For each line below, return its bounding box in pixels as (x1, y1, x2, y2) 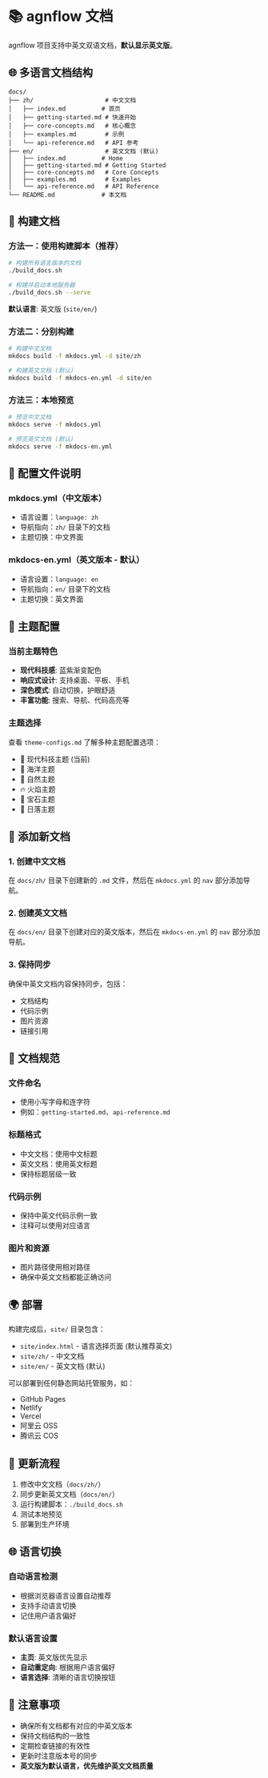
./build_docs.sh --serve (8, 289, 91, 297)
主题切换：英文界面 (19, 594, 84, 604)
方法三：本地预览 (8, 394, 74, 405)
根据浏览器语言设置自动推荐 (19, 1591, 112, 1600)
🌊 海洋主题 (19, 764, 55, 773)
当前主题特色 (8, 645, 58, 656)
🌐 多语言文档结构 (8, 66, 94, 80)
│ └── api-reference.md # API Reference (8, 182, 159, 191)
